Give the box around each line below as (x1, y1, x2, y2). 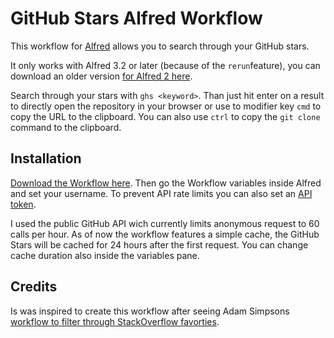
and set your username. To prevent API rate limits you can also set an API (10, 187, 313, 199)
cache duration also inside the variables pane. (10, 249, 200, 261)
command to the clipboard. (10, 121, 122, 133)
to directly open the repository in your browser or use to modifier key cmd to (10, 100, 322, 112)
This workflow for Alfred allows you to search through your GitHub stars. (10, 40, 310, 52)
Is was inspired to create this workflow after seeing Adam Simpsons (10, 305, 290, 317)
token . (10, 198, 37, 210)
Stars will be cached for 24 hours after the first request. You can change (10, 238, 309, 251)
